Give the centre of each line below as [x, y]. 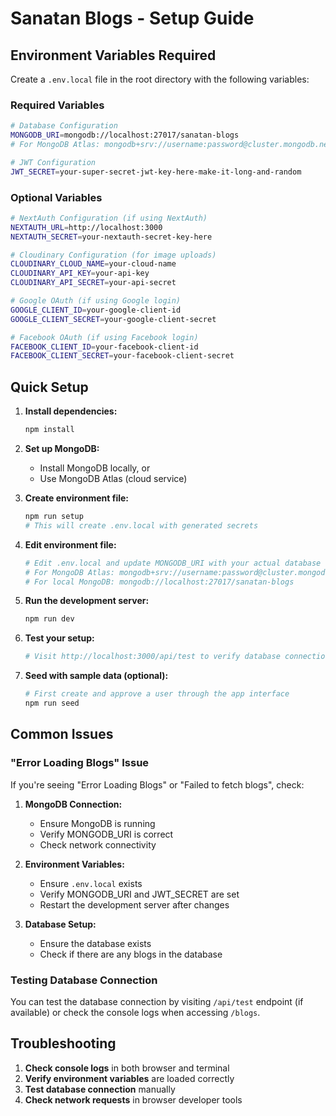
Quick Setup [49, 387]
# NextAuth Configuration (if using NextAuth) [109, 218]
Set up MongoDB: [62, 449]
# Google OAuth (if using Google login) [96, 301]
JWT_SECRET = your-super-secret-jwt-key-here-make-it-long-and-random [156, 172]
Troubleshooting [63, 1043]
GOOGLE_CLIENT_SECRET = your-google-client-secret [113, 319]
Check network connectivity [98, 844]
